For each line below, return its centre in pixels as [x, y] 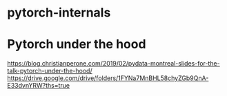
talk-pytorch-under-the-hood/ [50, 71]
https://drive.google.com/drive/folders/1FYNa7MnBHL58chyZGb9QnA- [108, 78]
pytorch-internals [59, 13]
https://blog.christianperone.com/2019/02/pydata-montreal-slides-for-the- [113, 64]
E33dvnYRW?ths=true [39, 86]
